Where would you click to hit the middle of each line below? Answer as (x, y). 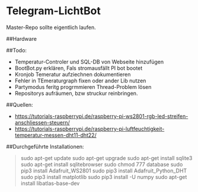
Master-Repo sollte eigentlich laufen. (51, 27)
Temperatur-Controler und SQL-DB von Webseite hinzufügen (89, 62)
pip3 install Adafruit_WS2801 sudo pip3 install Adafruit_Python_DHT (104, 171)
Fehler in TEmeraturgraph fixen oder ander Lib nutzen (80, 81)
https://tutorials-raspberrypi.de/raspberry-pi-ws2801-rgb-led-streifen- (101, 116)
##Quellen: (20, 104)
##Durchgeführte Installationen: (45, 146)
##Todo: (17, 50)
